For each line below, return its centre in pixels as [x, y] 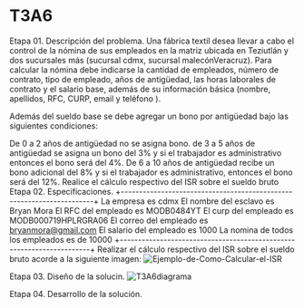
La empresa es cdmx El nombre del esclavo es [188, 201]
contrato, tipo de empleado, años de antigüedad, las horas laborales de [143, 79]
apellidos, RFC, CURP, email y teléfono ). [85, 98]
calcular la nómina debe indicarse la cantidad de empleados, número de [144, 70]
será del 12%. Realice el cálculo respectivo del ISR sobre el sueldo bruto [144, 181]
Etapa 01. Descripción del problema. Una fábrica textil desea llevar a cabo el [152, 41]
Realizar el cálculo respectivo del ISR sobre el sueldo [196, 249]
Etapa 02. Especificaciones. [61, 191]
